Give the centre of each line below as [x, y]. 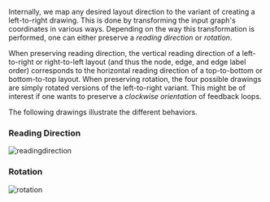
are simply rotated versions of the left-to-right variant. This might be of [127, 88]
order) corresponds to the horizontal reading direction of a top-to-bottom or [135, 71]
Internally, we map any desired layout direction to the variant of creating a [132, 12]
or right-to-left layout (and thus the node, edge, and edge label [141, 62]
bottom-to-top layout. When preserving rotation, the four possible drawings [135, 79]
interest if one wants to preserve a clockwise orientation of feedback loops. [135, 96]
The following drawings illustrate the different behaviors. [103, 112]
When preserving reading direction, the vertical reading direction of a [124, 53]
